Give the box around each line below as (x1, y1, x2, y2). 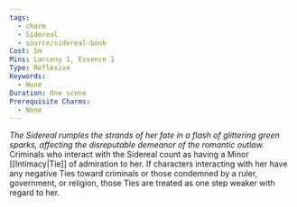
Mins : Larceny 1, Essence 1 (9, 55, 116, 64)
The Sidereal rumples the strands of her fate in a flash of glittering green (9, 130, 280, 140)
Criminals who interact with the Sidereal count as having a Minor (9, 149, 250, 160)
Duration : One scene (9, 88, 88, 97)
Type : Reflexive (9, 64, 70, 73)
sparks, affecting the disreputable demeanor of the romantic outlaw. (9, 139, 265, 150)
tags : (9, 13, 30, 22)
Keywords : (9, 72, 47, 81)
